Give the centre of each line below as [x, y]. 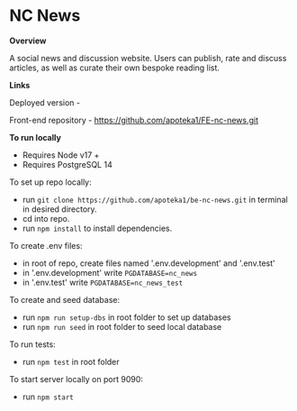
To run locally [35, 137]
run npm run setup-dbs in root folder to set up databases [126, 317]
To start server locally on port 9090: [76, 379]
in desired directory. [59, 209]
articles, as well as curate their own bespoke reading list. [115, 68]
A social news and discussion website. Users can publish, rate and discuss [148, 58]
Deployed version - [45, 102]
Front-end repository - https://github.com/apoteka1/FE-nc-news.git [134, 120]
